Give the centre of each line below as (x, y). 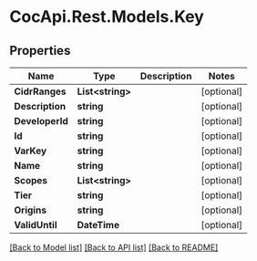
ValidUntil (36, 225)
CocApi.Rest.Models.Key (107, 17)
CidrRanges (40, 91)
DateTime (98, 225)
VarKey (31, 151)
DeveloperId (41, 121)
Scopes (31, 180)
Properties (40, 51)
